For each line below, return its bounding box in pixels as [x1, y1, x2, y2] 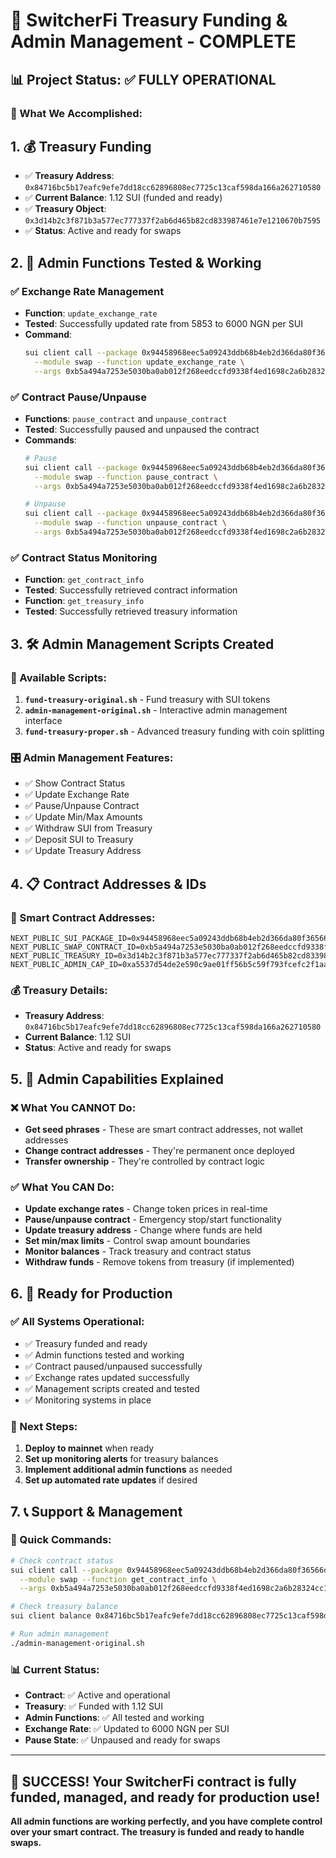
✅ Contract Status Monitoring [10, 550, 158, 564]
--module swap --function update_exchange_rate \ [34, 357, 245, 367]
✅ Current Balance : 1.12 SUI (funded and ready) [24, 192, 223, 204]
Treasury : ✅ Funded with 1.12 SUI [24, 1700, 164, 1713]
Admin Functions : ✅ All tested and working [24, 1712, 205, 1724]
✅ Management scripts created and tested [24, 1382, 200, 1394]
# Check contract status [10, 1555, 114, 1566]
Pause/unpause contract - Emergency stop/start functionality [24, 1214, 282, 1226]
